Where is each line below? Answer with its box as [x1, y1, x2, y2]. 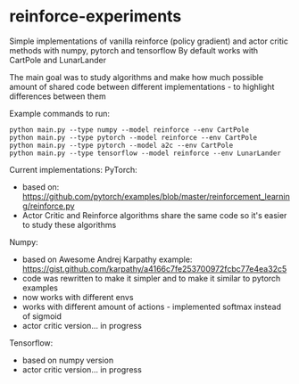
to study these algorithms [21, 219, 117, 230]
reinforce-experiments [9, 6, 182, 27]
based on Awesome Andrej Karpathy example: [21, 254, 193, 265]
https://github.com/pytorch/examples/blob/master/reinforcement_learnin [21, 191, 290, 201]
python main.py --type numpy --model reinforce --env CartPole [9, 125, 250, 135]
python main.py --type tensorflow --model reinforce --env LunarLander [9, 149, 281, 158]
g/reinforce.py [21, 200, 75, 211]
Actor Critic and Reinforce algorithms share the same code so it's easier [21, 209, 287, 220]
